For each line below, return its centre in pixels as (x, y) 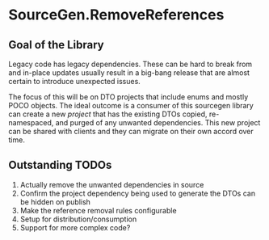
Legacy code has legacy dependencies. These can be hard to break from (130, 64)
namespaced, (31, 122)
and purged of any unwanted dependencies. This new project (158, 122)
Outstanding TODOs (60, 165)
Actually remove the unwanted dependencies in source (112, 184)
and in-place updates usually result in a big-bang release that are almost (129, 73)
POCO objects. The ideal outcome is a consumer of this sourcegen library (131, 105)
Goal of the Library (56, 45)
